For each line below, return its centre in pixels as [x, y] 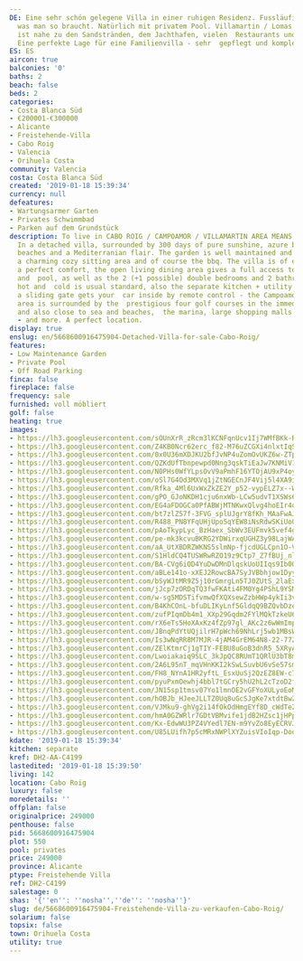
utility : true [36, 942]
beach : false [34, 85]
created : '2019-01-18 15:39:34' [70, 186]
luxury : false [36, 791]
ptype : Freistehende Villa [60, 875]
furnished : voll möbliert [58, 405]
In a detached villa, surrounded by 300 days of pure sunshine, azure [153, 245]
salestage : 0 [34, 891]
